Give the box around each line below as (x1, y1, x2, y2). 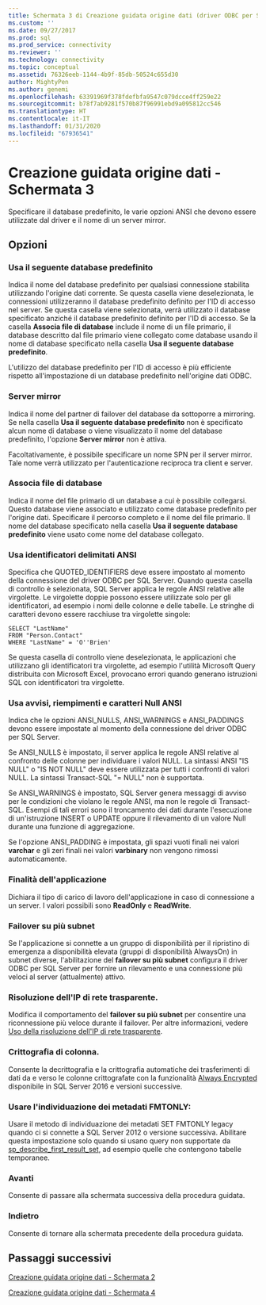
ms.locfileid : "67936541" (8, 129, 93, 137)
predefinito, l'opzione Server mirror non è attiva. (8, 434, 167, 444)
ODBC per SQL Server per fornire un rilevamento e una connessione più (8, 964, 243, 974)
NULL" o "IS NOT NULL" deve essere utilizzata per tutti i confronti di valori (8, 764, 249, 774)
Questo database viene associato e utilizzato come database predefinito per (8, 504, 257, 514)
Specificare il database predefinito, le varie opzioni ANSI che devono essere (8, 207, 256, 216)
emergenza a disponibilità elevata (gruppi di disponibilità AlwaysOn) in (8, 947, 237, 956)
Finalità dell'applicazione (8, 874, 107, 885)
